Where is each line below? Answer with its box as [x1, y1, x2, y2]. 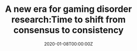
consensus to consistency [13, 25, 124, 36]
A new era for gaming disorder [5, 3, 132, 15]
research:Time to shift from [11, 14, 126, 25]
